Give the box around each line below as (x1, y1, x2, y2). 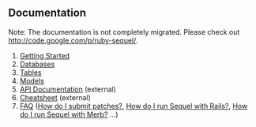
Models (19, 76, 45, 85)
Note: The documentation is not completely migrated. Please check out (8, 27, 240, 36)
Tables (19, 67, 42, 77)
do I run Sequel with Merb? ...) (19, 110, 119, 119)
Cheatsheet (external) (19, 92, 91, 102)
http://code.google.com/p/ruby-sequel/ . (8, 35, 138, 45)
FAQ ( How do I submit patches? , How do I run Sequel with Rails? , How (19, 101, 248, 110)
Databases (19, 59, 55, 69)
